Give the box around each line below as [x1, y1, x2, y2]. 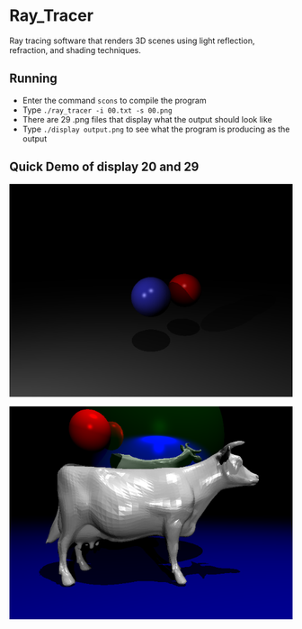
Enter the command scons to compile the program [22, 95, 207, 105]
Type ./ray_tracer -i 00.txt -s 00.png [22, 105, 173, 115]
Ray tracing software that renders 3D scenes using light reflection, [9, 35, 255, 46]
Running [9, 71, 58, 87]
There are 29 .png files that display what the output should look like [22, 114, 272, 124]
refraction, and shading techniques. [9, 44, 142, 55]
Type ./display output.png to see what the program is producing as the [22, 123, 290, 134]
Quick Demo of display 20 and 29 [9, 160, 200, 175]
